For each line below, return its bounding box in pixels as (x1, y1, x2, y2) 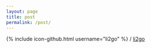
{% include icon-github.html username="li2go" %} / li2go (6, 36, 145, 43)
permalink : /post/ (6, 19, 51, 25)
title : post (6, 14, 35, 20)
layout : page (6, 8, 38, 15)
